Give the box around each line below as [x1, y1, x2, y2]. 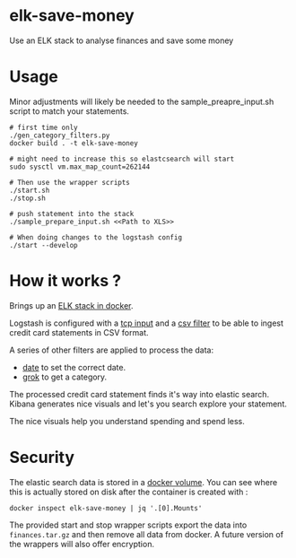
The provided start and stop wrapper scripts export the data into [9, 519, 248, 530]
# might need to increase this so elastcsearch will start [9, 154, 235, 163]
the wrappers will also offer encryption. [9, 538, 155, 549]
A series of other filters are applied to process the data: [9, 344, 213, 355]
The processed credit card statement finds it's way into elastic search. [9, 388, 270, 399]
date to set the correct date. [22, 362, 126, 372]
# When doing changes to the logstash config [9, 232, 182, 242]
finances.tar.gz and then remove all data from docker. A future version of [9, 528, 284, 539]
